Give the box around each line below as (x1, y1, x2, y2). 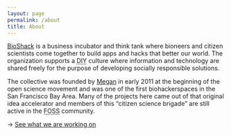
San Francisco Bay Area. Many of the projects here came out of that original (7, 92, 224, 100)
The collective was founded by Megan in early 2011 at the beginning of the (7, 78, 221, 86)
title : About (7, 23, 45, 30)
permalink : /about (7, 17, 60, 24)
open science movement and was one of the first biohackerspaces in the (7, 84, 216, 93)
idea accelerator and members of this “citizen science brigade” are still (7, 100, 210, 108)
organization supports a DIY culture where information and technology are (7, 57, 220, 65)
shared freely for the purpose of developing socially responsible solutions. (7, 64, 220, 73)
